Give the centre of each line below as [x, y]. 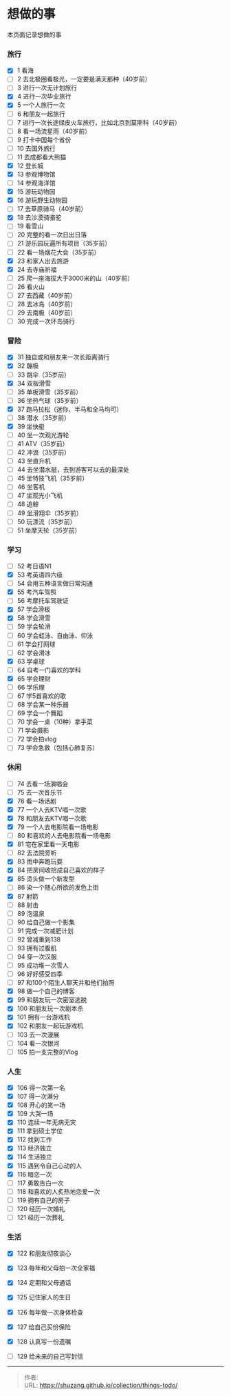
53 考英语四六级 [40, 575]
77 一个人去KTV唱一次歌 [52, 809]
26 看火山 [31, 286]
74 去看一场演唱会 [43, 784]
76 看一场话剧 [37, 801]
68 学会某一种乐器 [43, 705]
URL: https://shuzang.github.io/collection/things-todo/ [101, 1385]
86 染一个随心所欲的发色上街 [58, 888]
